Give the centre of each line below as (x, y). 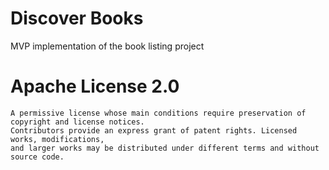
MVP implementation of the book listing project (107, 46)
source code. (37, 157)
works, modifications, (57, 139)
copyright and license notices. (77, 122)
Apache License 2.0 (95, 86)
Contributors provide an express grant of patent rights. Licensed (154, 130)
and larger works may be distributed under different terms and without (165, 148)
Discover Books (77, 18)
